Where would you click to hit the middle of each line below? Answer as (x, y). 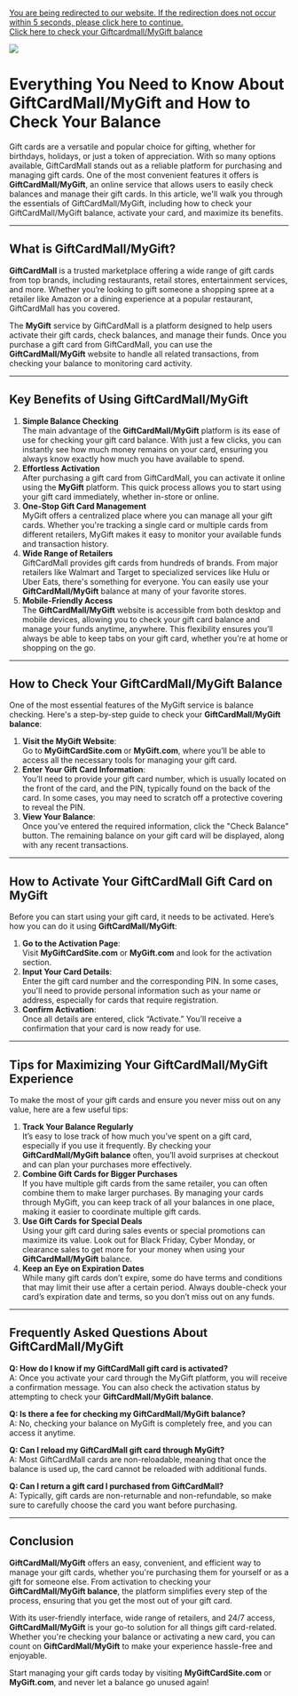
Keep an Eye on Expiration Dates (83, 1268)
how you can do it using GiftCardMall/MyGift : (93, 926)
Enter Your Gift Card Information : (84, 770)
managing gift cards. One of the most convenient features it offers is (134, 175)
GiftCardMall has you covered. (65, 308)
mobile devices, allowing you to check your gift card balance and (141, 619)
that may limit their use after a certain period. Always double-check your (154, 1287)
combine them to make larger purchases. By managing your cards (143, 1193)
